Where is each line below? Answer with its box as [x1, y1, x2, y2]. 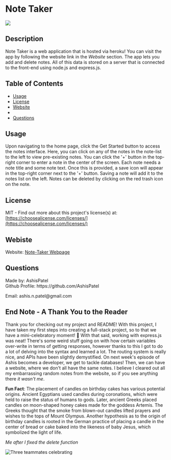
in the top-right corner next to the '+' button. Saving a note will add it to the [5, 170, 163, 177]
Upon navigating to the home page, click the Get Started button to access [5, 143, 160, 149]
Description [5, 34, 43, 44]
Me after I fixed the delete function [5, 439, 78, 445]
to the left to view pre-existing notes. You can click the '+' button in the [5, 154, 155, 160]
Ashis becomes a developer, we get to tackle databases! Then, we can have [5, 359, 165, 365]
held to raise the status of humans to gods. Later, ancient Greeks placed [5, 396, 157, 403]
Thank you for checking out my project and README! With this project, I [5, 321, 157, 327]
